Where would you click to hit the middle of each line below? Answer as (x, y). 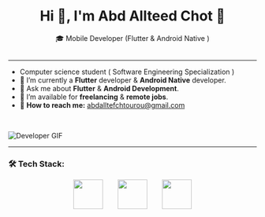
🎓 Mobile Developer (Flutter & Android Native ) (132, 38)
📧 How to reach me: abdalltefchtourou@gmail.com (102, 105)
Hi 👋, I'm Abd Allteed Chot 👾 (132, 16)
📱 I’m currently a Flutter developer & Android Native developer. (123, 80)
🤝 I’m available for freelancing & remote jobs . (94, 97)
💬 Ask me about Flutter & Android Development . (99, 88)
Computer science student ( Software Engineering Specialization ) (127, 72)
